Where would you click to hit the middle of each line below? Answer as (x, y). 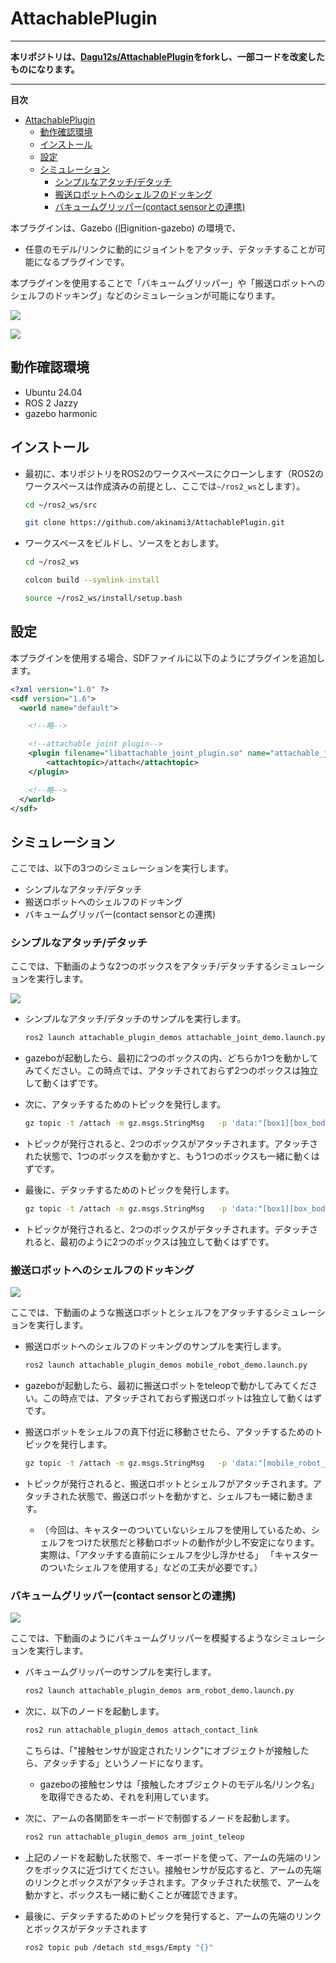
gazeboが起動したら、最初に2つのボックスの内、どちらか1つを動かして (171, 1058)
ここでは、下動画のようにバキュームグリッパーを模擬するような (141, 1638)
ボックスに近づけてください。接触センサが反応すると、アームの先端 (182, 1870)
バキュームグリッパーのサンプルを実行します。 (120, 1672)
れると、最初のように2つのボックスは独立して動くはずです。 (149, 1242)
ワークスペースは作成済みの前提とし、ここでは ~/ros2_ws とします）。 (165, 486)
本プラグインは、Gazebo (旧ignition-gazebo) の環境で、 (126, 228)
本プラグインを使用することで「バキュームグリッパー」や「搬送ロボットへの (168, 283)
